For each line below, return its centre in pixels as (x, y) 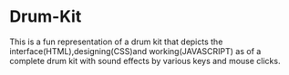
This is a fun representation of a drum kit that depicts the (116, 42)
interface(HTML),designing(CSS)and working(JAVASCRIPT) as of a (135, 51)
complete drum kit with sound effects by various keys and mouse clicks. (145, 61)
